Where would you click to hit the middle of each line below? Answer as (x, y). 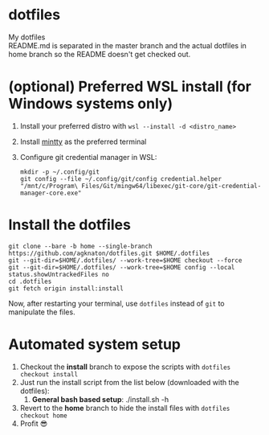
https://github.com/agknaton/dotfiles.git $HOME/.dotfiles (109, 253)
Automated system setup (94, 344)
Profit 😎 (34, 423)
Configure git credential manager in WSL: (88, 157)
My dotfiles (27, 37)
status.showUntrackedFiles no (59, 274)
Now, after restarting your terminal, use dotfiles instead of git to (116, 303)
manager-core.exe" (51, 193)
